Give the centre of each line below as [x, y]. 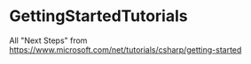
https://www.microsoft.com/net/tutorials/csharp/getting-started [125, 49]
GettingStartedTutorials [98, 16]
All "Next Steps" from [48, 40]
